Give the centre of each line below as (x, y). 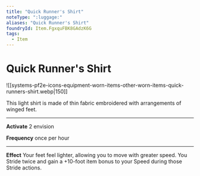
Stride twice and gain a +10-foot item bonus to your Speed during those (94, 161)
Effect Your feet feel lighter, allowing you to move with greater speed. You (97, 155)
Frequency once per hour (38, 138)
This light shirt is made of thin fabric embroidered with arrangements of (94, 103)
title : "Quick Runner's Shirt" (45, 12)
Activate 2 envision (30, 126)
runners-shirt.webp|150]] (37, 91)
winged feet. (22, 109)
